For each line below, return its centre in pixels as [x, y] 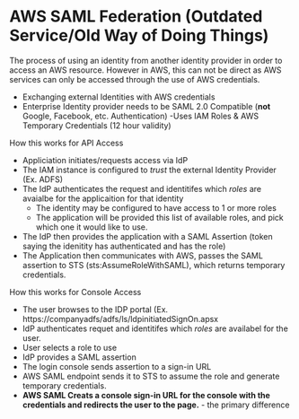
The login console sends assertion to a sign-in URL [117, 366]
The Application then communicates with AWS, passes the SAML [142, 255]
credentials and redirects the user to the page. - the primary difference [156, 405]
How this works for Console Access [75, 292]
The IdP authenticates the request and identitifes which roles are [142, 188]
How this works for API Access [66, 143]
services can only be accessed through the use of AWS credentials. [135, 79]
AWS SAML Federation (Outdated [136, 17]
